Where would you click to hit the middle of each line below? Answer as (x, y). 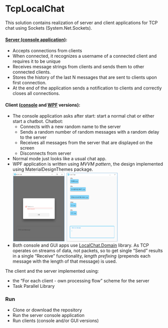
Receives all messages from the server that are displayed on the (86, 143)
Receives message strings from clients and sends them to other (78, 67)
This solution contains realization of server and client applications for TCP (81, 23)
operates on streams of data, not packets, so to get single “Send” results (88, 250)
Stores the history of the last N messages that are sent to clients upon (85, 77)
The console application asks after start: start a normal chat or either (83, 116)
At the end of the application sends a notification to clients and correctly (87, 88)
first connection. (29, 83)
